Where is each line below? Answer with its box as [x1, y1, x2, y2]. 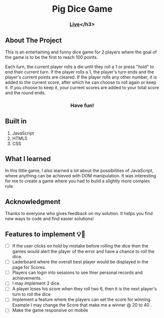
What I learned [5, 155, 51, 163]
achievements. [12, 275, 42, 281]
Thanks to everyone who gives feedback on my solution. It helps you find [5, 211, 153, 217]
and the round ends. [5, 90, 46, 96]
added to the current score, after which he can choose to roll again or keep [5, 79, 157, 85]
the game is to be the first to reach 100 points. [5, 54, 98, 60]
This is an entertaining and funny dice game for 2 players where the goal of [5, 49, 157, 55]
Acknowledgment [5, 197, 61, 206]
